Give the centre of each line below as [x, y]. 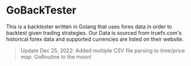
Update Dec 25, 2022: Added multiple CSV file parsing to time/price [103, 50]
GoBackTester [41, 10]
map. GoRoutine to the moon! [56, 57]
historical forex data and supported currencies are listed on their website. [95, 39]
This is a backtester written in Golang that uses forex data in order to [89, 27]
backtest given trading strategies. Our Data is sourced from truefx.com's [94, 32]
